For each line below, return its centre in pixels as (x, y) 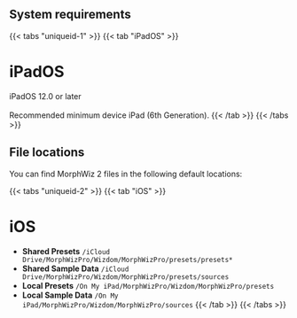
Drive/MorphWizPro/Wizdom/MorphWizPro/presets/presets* (127, 260)
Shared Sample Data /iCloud (75, 268)
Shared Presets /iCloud (66, 251)
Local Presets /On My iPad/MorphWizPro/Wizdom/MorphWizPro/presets (148, 285)
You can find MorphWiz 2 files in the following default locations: (126, 174)
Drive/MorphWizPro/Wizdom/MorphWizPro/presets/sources (125, 277)
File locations (47, 153)
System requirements (70, 15)
